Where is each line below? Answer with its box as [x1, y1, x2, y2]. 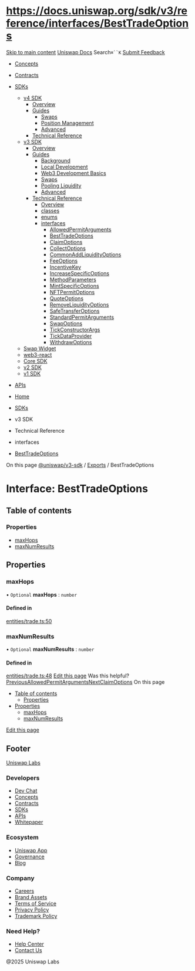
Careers [14, 887, 34, 894]
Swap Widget [23, 345, 56, 352]
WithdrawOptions [49, 338, 92, 345]
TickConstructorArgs [49, 326, 100, 333]
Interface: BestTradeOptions [6, 482, 149, 496]
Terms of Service [14, 900, 57, 907]
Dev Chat [14, 787, 38, 794]
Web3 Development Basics [41, 169, 107, 176]
